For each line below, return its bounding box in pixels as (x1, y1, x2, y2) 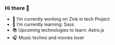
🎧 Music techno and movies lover (12, 35, 85, 41)
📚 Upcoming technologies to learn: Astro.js (12, 27, 105, 33)
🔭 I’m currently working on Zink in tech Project (12, 16, 110, 22)
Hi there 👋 (5, 5, 30, 12)
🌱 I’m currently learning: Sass (12, 21, 75, 27)
